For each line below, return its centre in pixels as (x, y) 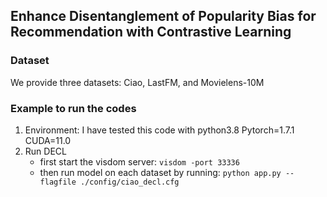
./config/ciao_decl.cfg (130, 182)
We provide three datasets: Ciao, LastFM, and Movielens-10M (137, 82)
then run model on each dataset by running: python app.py (160, 172)
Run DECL (45, 151)
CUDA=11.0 (48, 140)
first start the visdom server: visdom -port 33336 (139, 161)
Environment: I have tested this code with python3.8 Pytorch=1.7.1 (159, 130)
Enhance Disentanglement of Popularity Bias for (163, 16)
